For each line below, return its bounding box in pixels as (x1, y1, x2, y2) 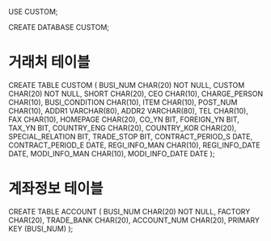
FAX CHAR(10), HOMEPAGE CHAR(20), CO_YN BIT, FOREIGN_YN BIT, (8, 114, 240, 124)
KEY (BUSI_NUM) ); (8, 223, 74, 233)
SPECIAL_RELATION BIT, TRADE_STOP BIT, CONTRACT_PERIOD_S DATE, (8, 131, 253, 141)
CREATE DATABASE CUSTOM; (8, 23, 110, 31)
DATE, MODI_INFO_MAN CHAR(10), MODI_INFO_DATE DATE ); (8, 148, 215, 158)
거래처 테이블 (8, 53, 91, 72)
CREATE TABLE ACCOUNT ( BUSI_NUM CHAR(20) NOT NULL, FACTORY (8, 206, 251, 216)
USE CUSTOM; (8, 7, 58, 16)
